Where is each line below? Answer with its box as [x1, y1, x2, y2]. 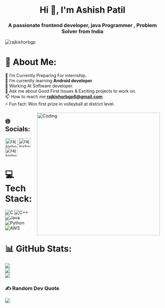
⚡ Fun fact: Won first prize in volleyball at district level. [5, 101, 115, 107]
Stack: [5, 193, 32, 205]
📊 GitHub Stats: [5, 243, 72, 255]
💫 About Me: [5, 56, 57, 68]
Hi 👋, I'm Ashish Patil [39, 4, 126, 16]
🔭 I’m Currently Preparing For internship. [5, 73, 87, 78]
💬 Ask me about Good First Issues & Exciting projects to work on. [5, 88, 137, 94]
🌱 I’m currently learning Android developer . [5, 78, 94, 84]
